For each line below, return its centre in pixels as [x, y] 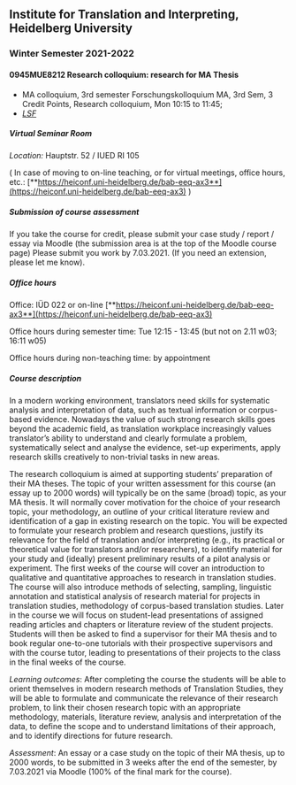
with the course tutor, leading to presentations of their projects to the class [145, 653]
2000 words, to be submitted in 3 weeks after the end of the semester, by [143, 762]
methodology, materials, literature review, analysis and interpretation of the [145, 717]
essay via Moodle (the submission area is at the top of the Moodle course [143, 243]
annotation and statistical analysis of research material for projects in [135, 596]
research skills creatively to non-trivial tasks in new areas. [115, 457]
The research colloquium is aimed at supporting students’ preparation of [141, 474]
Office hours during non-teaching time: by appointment [110, 358]
